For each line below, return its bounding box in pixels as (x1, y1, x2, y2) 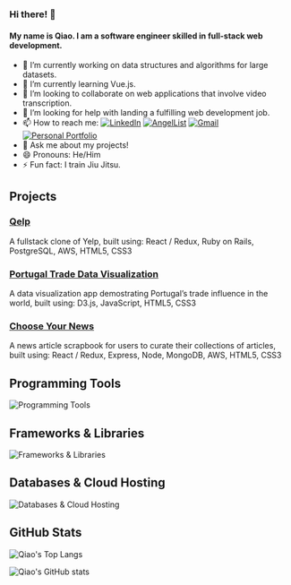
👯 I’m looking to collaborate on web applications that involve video (21, 89, 267, 99)
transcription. (21, 98, 73, 108)
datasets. (21, 69, 57, 80)
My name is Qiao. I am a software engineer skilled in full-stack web (9, 30, 263, 41)
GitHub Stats (9, 525, 82, 540)
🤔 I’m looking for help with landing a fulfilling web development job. (21, 108, 270, 118)
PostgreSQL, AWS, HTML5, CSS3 (9, 245, 133, 256)
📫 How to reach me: (21, 117, 99, 128)
